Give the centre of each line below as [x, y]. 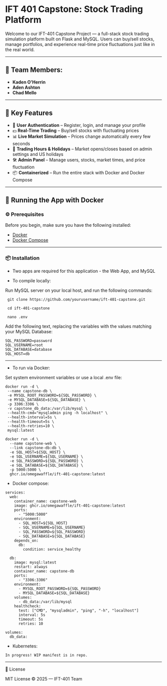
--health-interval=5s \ [32, 417]
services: [15, 492]
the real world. [20, 49]
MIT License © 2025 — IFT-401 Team [44, 679]
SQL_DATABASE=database [29, 349]
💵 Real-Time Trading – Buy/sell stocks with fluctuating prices [76, 130]
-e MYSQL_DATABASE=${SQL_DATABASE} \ [46, 400]
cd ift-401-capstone [29, 308]
